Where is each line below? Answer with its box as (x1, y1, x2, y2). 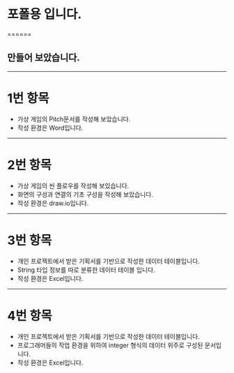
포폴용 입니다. (7, 6, 82, 22)
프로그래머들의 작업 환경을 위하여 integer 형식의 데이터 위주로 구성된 (17, 341, 203, 349)
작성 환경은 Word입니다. (17, 123, 84, 132)
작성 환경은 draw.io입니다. (17, 199, 89, 207)
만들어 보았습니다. (7, 52, 80, 63)
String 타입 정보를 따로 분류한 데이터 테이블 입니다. (17, 266, 155, 274)
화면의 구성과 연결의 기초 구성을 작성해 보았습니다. (17, 190, 153, 199)
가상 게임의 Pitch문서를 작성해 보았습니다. (17, 114, 131, 123)
